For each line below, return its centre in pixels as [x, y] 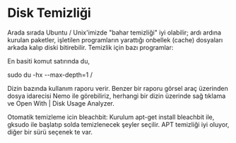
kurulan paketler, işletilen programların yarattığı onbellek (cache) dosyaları [115, 39]
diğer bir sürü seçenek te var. [50, 132]
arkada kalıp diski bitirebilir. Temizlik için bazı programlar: [90, 47]
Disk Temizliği [49, 13]
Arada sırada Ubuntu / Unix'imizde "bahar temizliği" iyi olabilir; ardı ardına [114, 32]
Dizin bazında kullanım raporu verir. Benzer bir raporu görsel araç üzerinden [118, 88]
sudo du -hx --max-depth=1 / [50, 75]
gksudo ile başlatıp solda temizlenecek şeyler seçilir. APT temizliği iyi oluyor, [118, 124]
